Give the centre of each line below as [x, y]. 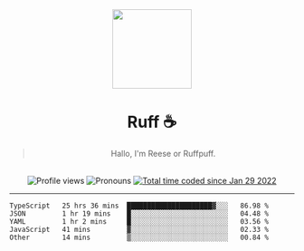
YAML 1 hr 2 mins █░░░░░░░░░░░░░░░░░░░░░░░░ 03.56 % [139, 221]
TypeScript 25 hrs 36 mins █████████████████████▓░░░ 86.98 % [139, 206]
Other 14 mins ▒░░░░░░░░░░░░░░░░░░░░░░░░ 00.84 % [139, 237]
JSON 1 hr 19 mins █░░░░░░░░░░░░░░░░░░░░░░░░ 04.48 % [139, 213]
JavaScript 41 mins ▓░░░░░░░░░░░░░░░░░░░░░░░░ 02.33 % [139, 229]
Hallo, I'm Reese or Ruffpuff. [163, 153]
